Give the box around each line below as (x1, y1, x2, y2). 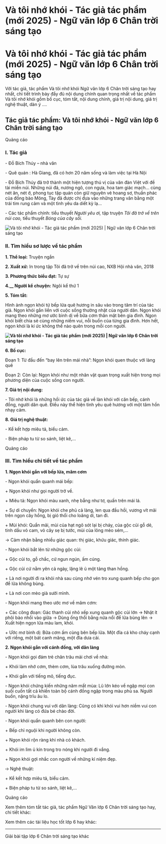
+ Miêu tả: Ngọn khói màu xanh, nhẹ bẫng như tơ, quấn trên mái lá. (5, 497, 141, 503)
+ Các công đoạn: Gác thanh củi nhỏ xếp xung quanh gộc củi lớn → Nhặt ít (5, 609, 158, 615)
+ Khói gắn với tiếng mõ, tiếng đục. (5, 673, 77, 679)
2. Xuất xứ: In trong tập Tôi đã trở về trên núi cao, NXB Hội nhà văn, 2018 (5, 264, 154, 269)
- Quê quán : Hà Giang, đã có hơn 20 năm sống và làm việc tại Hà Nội (5, 170, 147, 176)
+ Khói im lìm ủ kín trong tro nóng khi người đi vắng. (5, 746, 110, 752)
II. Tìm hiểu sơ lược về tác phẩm (5, 243, 83, 250)
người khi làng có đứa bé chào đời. (5, 708, 76, 714)
